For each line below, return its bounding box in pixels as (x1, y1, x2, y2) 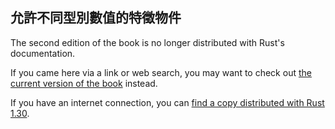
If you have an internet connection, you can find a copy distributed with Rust (10, 96, 325, 108)
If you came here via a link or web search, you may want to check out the (10, 66, 312, 78)
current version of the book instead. (10, 77, 158, 89)
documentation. (10, 47, 76, 59)
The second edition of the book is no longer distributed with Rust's (10, 36, 285, 48)
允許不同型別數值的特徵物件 (10, 9, 182, 27)
